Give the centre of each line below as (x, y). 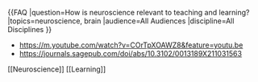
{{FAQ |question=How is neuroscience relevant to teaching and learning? (129, 12)
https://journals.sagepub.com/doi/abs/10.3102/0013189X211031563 (131, 53)
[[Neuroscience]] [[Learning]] (57, 69)
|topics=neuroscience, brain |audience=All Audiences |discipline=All (121, 21)
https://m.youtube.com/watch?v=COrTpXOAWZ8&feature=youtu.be (131, 45)
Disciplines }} (30, 29)
